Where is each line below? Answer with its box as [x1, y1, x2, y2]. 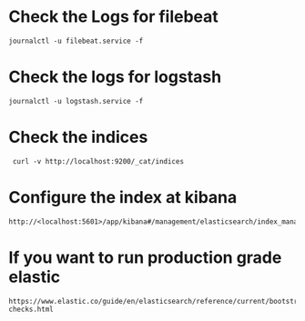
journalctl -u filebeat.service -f [8, 36, 144, 45]
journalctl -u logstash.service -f [8, 96, 144, 105]
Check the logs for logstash [8, 66, 222, 87]
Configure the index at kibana [8, 187, 238, 207]
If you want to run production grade [8, 247, 282, 267]
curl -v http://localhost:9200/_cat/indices [12, 156, 184, 166]
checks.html [8, 305, 54, 314]
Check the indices [8, 127, 148, 147]
